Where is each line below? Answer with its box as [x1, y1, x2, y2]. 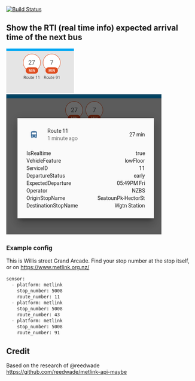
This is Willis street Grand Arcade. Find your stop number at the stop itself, [6, 257, 190, 264]
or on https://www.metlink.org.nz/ [6, 264, 90, 271]
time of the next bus [6, 32, 83, 42]
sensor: [6, 276, 26, 282]
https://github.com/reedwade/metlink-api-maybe [6, 368, 127, 375]
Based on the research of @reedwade [6, 362, 100, 369]
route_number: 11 [17, 294, 60, 300]
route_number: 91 [17, 330, 60, 336]
